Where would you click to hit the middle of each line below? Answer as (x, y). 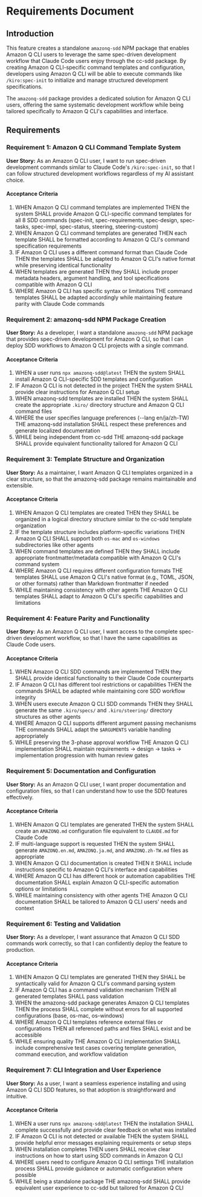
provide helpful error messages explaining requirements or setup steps (103, 1143)
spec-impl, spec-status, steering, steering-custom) (95, 226)
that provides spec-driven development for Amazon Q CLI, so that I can (95, 339)
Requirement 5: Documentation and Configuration (81, 771)
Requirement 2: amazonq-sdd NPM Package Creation (86, 319)
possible (26, 1175)
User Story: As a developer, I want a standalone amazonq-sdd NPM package (100, 333)
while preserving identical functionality (63, 265)
